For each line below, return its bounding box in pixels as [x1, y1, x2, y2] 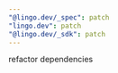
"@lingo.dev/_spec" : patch [8, 12, 110, 22]
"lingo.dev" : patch [8, 21, 82, 30]
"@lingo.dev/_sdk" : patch [8, 29, 105, 38]
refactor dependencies [8, 54, 94, 65]
